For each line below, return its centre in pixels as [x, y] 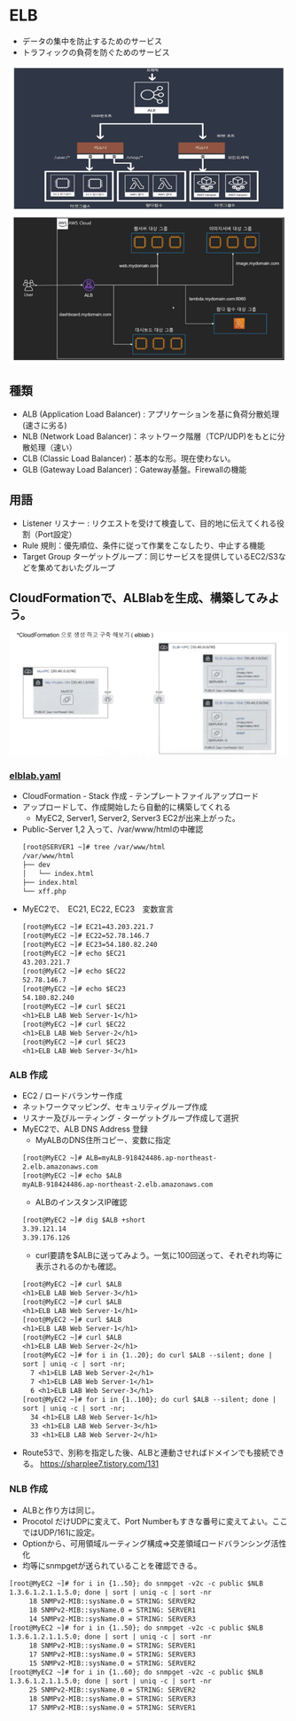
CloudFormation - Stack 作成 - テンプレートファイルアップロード [140, 796]
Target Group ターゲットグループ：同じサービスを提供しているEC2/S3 [150, 556]
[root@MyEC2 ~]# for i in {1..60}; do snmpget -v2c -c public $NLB [136, 1672]
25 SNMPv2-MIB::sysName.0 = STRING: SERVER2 [113, 1690]
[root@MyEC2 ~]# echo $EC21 [74, 954]
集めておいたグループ [76, 567]
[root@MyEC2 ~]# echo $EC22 [74, 972]
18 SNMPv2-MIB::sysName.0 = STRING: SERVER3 [113, 1699]
